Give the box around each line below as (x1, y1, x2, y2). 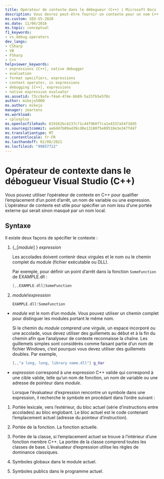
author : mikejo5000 (5, 99, 45, 104)
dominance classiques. (12, 450, 59, 455)
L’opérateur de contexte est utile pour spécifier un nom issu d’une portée (5, 202, 152, 208)
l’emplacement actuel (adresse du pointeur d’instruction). (12, 415, 128, 421)
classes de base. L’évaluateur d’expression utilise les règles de (12, 444, 139, 450)
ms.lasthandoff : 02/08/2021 (5, 139, 63, 145)
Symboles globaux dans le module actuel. (12, 459, 97, 465)
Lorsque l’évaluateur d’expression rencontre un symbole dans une (12, 390, 145, 396)
